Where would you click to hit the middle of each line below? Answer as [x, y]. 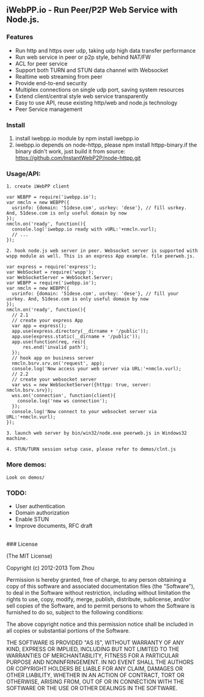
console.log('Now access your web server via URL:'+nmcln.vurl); [97, 369]
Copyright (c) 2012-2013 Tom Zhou [50, 568]
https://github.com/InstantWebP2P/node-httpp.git [78, 158]
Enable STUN [32, 519]
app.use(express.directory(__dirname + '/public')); [80, 331]
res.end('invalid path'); [55, 348]
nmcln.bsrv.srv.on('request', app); [58, 364]
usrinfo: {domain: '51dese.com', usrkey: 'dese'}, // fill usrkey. [100, 208]
